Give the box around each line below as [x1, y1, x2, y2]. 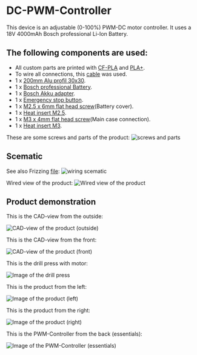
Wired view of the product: [6, 179, 73, 186]
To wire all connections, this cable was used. [15, 70, 127, 78]
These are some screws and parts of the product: [6, 134, 130, 141]
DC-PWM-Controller [6, 4, 112, 18]
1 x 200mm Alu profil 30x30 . [15, 76, 86, 84]
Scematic [6, 151, 43, 161]
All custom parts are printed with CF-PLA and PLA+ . [15, 64, 145, 71]
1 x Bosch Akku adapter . [15, 89, 76, 97]
